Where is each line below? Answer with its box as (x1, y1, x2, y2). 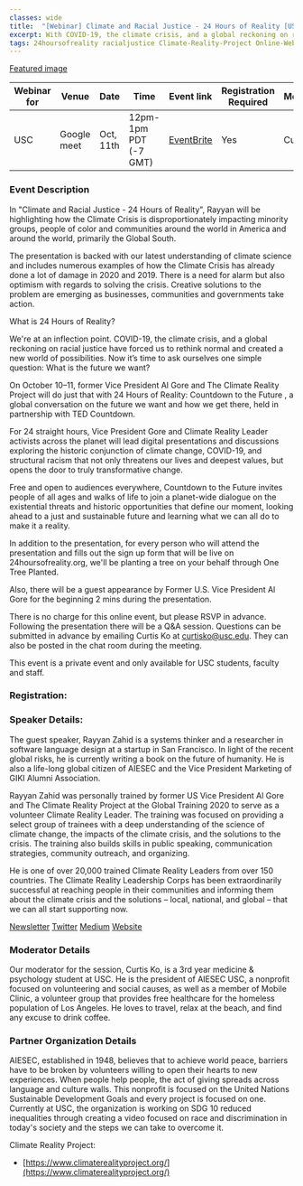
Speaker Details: (9, 714, 84, 726)
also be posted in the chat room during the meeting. (9, 640, 203, 650)
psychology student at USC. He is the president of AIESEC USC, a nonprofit (9, 974, 290, 985)
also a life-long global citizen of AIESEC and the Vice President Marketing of (9, 762, 293, 773)
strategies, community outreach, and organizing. (9, 847, 190, 858)
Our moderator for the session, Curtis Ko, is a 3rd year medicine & (9, 964, 254, 976)
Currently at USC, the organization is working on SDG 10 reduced (9, 1103, 252, 1114)
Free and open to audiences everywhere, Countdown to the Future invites (9, 481, 283, 492)
